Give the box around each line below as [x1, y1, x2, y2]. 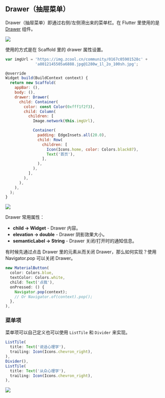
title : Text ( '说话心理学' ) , [10, 345, 66, 350]
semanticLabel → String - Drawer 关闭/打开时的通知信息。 [12, 238, 137, 244]
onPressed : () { [10, 285, 45, 290]
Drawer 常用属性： [5, 214, 45, 220]
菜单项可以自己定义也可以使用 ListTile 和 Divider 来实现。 [5, 329, 131, 335]
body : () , [14, 90, 36, 95]
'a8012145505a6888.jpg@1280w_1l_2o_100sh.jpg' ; [35, 61, 139, 67]
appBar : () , [14, 85, 40, 90]
